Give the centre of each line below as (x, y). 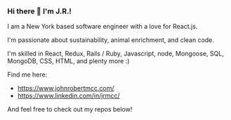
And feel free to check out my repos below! (70, 109)
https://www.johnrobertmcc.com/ (66, 88)
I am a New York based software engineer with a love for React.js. (103, 27)
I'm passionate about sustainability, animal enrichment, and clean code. (111, 40)
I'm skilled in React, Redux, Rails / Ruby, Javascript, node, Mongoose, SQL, (116, 54)
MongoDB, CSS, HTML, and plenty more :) (68, 61)
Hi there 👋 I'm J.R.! (39, 11)
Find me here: (27, 75)
